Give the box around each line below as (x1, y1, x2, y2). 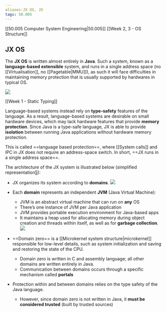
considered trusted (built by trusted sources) (19, 302, 113, 308)
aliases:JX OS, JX (5, 7, 43, 12)
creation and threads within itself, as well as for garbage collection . (19, 220, 159, 226)
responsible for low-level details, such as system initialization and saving (12, 241, 162, 247)
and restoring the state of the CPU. (12, 246, 84, 252)
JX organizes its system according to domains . (12, 180, 109, 186)
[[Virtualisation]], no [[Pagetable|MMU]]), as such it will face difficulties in (5, 69, 156, 75)
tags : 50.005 (5, 12, 32, 17)
